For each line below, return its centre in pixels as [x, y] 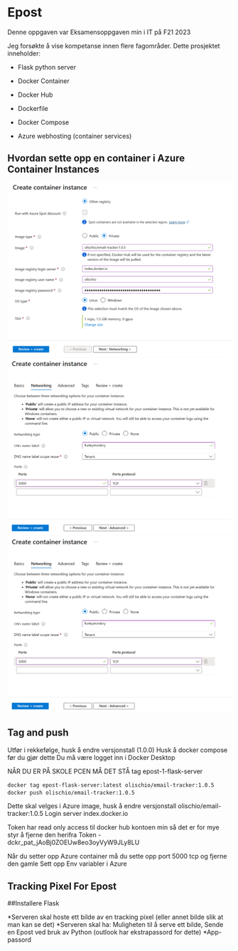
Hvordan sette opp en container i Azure [96, 158]
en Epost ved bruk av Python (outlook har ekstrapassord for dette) [104, 933]
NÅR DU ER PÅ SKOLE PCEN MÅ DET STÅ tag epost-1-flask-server [105, 771]
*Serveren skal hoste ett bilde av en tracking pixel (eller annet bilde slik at [115, 917]
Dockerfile [33, 108]
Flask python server [47, 67]
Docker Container [43, 81]
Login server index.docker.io [87, 814]
